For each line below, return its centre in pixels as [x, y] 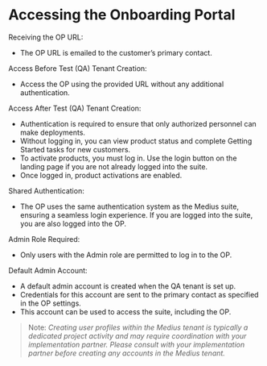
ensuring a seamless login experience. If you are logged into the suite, [136, 214]
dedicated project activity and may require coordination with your [137, 335]
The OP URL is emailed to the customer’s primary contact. [116, 52]
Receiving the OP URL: [46, 37]
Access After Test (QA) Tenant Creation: [75, 108]
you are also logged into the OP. [73, 223]
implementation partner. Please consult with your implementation [136, 344]
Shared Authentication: [46, 190]
